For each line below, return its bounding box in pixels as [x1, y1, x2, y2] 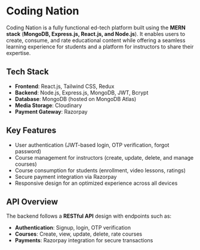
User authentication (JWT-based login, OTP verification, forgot [14, 141, 170, 148]
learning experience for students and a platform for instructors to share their [6, 43, 194, 50]
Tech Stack [6, 67, 49, 77]
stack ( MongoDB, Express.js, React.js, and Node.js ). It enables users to [6, 30, 186, 37]
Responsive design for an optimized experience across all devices [14, 179, 178, 187]
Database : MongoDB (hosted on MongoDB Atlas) [14, 95, 137, 102]
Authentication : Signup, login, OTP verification [14, 224, 131, 231]
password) [14, 148, 42, 155]
